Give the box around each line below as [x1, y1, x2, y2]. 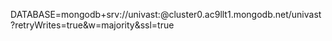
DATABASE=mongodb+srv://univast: [10, 9, 161, 20]
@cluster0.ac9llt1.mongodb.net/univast [159, 9, 322, 20]
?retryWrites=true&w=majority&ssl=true [10, 19, 175, 31]
